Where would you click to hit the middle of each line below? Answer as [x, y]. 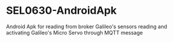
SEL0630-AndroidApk [62, 11]
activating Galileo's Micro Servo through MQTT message [74, 32]
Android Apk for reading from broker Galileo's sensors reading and [86, 26]
